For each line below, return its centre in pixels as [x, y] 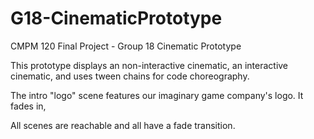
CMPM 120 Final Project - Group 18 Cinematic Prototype [126, 46]
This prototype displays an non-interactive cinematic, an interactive [149, 65]
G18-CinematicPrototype [116, 18]
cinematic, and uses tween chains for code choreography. [130, 76]
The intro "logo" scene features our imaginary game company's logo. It [157, 95]
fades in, [28, 106]
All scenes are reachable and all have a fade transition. [123, 125]
